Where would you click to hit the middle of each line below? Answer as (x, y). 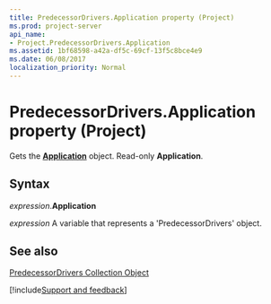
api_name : (28, 34)
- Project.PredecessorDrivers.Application (90, 43)
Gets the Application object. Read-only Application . (106, 156)
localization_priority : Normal (68, 68)
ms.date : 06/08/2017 (48, 59)
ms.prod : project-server (56, 26)
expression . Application (53, 205)
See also (34, 252)
